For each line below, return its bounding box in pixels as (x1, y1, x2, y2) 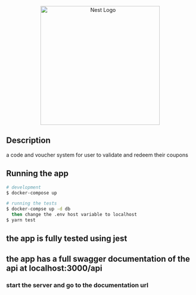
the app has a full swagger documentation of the (6, 253, 191, 264)
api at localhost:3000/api (6, 263, 102, 273)
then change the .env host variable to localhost (11, 212, 137, 218)
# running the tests (6, 200, 58, 206)
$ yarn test (6, 217, 36, 223)
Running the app (6, 168, 69, 178)
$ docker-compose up (6, 190, 58, 196)
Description (6, 136, 51, 146)
